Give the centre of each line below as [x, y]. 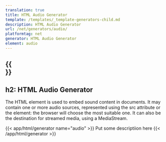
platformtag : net [24, 34]
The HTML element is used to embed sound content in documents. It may [83, 102]
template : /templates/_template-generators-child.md [63, 19]
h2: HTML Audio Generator [49, 89]
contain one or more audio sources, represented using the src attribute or [83, 107]
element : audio [22, 44]
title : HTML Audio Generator [36, 15]
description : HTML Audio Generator [43, 24]
